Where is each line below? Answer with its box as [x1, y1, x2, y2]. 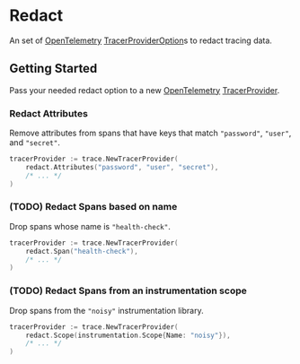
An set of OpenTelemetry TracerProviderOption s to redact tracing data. [9, 35, 272, 46]
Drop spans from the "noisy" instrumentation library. [9, 305, 204, 316]
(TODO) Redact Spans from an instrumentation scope [9, 284, 247, 297]
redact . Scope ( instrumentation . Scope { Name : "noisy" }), [25, 331, 231, 340]
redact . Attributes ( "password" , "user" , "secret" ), [25, 162, 219, 171]
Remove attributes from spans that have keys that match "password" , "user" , [9, 127, 292, 139]
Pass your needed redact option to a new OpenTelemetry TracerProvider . [9, 84, 280, 95]
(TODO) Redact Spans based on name [9, 201, 178, 213]
